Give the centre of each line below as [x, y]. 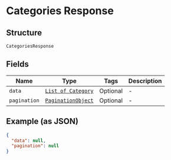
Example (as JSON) [42, 121]
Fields [18, 64]
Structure [24, 33]
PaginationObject [69, 100]
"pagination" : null [35, 146]
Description [145, 81]
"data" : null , [29, 141]
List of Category [69, 91]
